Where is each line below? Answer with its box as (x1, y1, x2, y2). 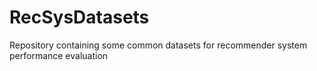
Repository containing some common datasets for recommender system (9, 39, 308, 51)
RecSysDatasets (9, 6, 150, 29)
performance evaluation (9, 49, 109, 61)
